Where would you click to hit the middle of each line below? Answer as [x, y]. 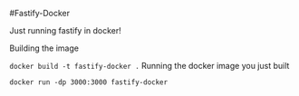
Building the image [44, 48]
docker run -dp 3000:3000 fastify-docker [89, 82]
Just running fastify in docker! [66, 30]
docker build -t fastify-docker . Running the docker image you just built [149, 66]
